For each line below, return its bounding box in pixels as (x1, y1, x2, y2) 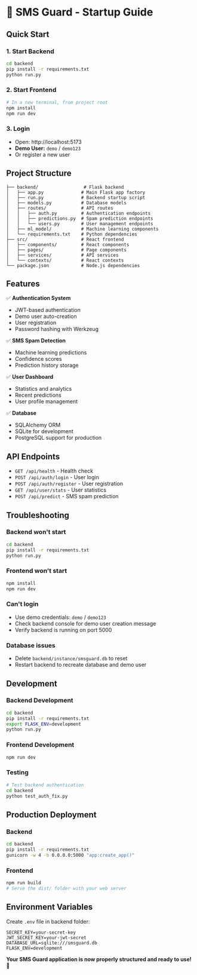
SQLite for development (14, 428, 73, 435)
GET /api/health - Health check (14, 467, 94, 474)
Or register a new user (14, 151, 70, 158)
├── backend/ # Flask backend (6, 184, 124, 190)
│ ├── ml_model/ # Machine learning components (6, 226, 159, 232)
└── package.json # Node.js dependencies (6, 262, 140, 268)
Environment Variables (6, 902, 93, 912)
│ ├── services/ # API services (6, 252, 119, 258)
